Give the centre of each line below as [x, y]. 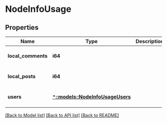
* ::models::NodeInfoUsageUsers [91, 97]
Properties [22, 28]
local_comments [28, 56]
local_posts [22, 76]
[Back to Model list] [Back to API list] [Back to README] [62, 115]
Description [150, 41]
